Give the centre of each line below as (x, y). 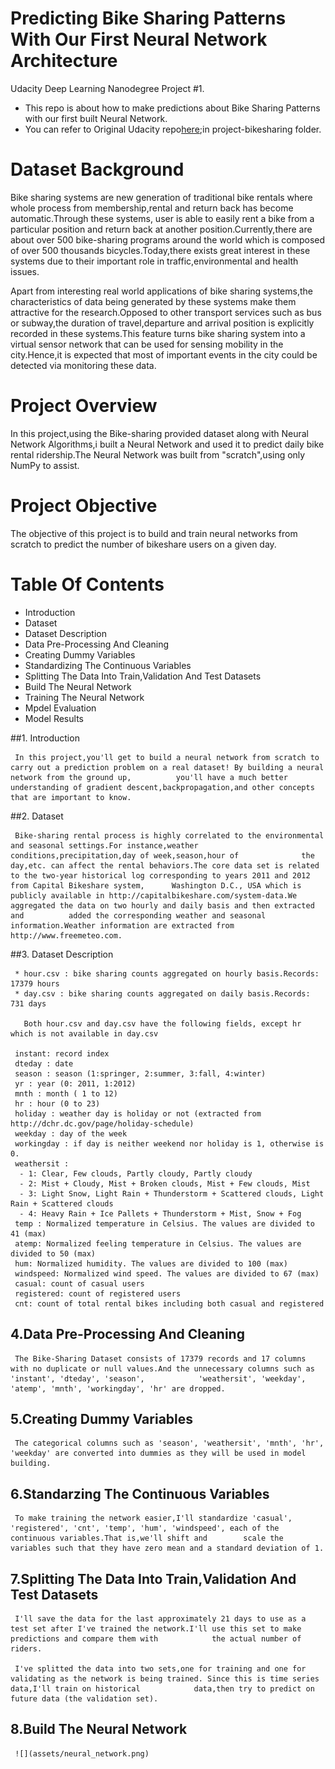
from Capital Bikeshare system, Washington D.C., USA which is (156, 885)
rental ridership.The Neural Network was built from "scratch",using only (158, 454)
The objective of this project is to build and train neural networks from (154, 533)
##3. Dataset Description (62, 954)
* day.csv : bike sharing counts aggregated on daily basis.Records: (162, 993)
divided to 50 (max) (53, 1253)
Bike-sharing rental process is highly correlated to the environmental (169, 835)
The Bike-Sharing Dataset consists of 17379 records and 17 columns (160, 1358)
